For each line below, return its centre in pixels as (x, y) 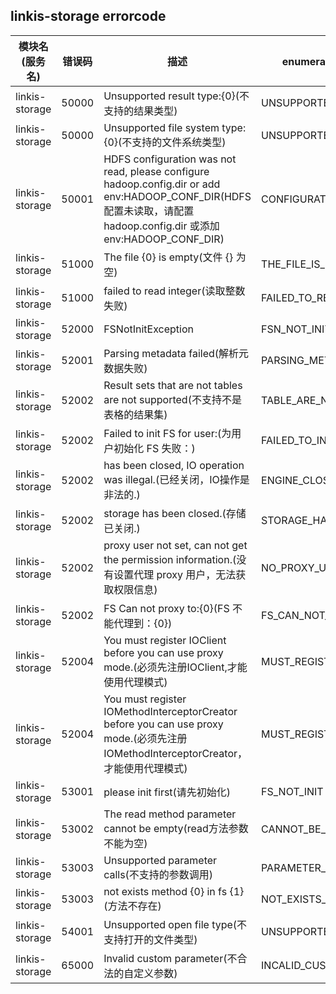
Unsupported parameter (160, 860)
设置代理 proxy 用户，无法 (175, 574)
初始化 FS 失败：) (154, 448)
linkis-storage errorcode (88, 16)
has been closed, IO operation (174, 465)
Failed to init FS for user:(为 (167, 433)
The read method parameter (170, 814)
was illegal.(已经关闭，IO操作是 (176, 479)
